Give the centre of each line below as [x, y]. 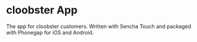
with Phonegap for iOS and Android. [50, 32]
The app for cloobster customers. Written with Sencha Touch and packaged [98, 26]
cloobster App [42, 10]
